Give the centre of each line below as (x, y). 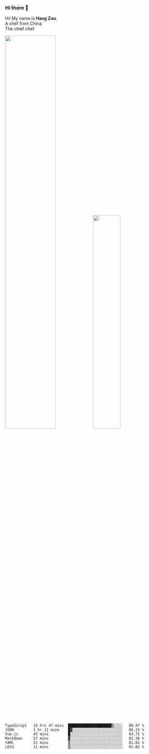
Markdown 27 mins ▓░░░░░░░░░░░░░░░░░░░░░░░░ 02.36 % (75, 738)
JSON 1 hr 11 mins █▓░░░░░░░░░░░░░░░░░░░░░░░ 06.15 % (75, 730)
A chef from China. (24, 23)
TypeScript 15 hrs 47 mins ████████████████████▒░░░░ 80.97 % (75, 725)
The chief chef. (20, 29)
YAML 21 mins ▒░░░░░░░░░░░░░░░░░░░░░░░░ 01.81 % (75, 743)
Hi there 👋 (17, 8)
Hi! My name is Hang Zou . (31, 19)
